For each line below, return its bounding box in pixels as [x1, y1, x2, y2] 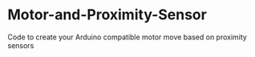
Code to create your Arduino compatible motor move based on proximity [7, 32, 248, 42]
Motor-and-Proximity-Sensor [7, 6, 208, 24]
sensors [7, 40, 34, 50]
